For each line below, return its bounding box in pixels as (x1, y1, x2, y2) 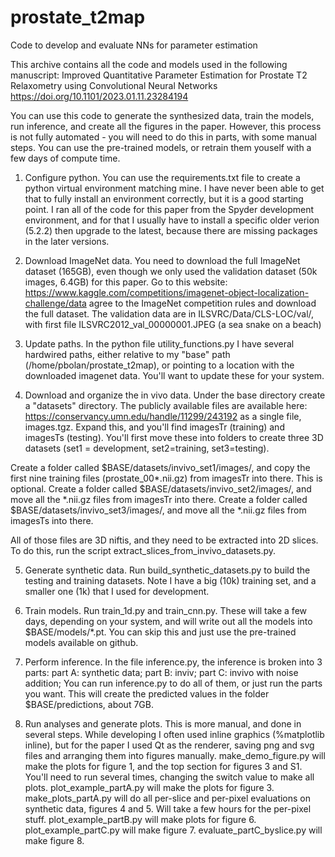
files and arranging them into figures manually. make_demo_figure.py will (24, 749, 326, 761)
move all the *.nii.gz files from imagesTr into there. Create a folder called (10, 493, 308, 505)
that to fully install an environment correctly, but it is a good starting (24, 192, 304, 205)
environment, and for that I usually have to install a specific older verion (24, 214, 320, 226)
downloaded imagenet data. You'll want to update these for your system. (24, 369, 325, 381)
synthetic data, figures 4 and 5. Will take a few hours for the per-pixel (24, 802, 312, 815)
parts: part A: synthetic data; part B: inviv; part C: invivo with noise (24, 666, 299, 678)
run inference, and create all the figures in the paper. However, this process (10, 120, 322, 132)
